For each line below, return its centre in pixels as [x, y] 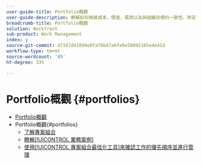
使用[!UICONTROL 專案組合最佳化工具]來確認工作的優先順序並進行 [106, 147]
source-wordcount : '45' [36, 57]
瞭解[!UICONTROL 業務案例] [59, 140]
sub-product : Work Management [44, 34]
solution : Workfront [32, 29]
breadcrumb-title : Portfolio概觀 [47, 23]
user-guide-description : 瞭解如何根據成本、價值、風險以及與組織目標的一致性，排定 [101, 17]
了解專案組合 [40, 132]
